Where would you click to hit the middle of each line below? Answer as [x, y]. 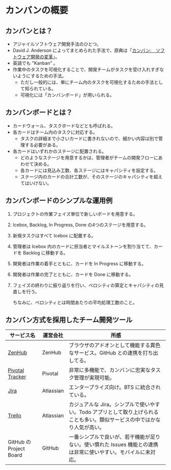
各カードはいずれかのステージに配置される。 [60, 151]
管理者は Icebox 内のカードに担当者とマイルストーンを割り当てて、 [83, 246]
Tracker [17, 377]
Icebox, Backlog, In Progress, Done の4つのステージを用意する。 [80, 225]
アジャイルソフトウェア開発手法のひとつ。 [57, 44]
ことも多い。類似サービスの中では [109, 420]
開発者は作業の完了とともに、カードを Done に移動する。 [73, 274]
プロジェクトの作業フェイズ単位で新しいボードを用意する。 [75, 214]
